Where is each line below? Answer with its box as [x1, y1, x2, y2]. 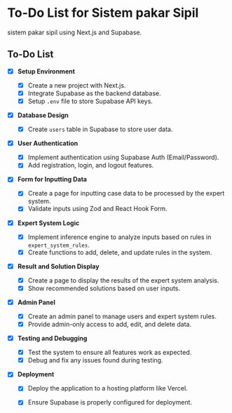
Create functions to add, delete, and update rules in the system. [27, 248, 212, 257]
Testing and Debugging [17, 334, 88, 343]
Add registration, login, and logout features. [27, 161, 154, 170]
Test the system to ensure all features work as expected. [27, 348, 192, 357]
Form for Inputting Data [17, 175, 88, 184]
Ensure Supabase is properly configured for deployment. [27, 398, 193, 407]
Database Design [17, 111, 69, 119]
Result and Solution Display [17, 262, 100, 271]
